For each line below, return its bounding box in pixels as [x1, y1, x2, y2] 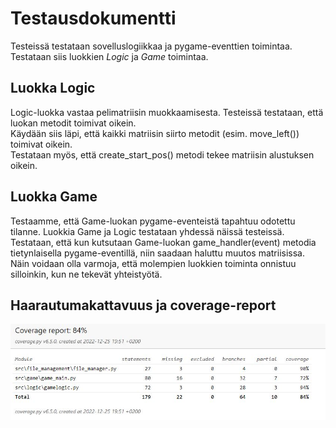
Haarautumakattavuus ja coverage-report [10, 297, 277, 314]
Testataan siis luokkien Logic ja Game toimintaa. [10, 50, 209, 62]
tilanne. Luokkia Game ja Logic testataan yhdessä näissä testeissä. [10, 225, 285, 237]
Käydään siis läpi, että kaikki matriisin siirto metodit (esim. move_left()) [10, 127, 300, 139]
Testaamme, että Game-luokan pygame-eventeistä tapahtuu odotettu [10, 215, 296, 227]
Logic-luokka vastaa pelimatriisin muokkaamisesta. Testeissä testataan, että [10, 106, 324, 118]
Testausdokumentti [10, 7, 177, 30]
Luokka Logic [10, 80, 96, 97]
